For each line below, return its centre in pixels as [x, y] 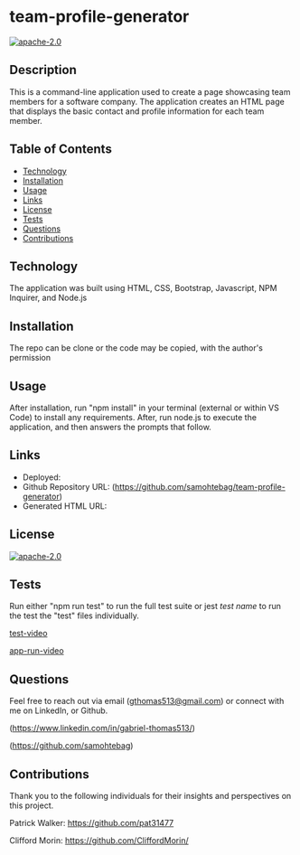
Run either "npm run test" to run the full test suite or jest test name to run [145, 606]
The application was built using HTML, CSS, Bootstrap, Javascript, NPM [143, 288]
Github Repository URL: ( [69, 486]
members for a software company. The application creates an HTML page [147, 101]
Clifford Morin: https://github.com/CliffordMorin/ [99, 841]
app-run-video [37, 651]
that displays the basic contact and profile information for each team [137, 111]
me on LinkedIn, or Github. [59, 710]
